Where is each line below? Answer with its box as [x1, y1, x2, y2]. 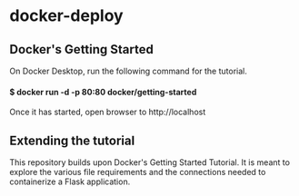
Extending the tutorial [9, 132, 135, 148]
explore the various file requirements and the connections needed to [9, 167, 266, 178]
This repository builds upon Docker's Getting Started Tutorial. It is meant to [9, 157, 291, 168]
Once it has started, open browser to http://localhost [9, 106, 206, 118]
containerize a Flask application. [9, 176, 131, 187]
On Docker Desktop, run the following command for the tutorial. [9, 65, 247, 76]
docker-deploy [9, 5, 125, 26]
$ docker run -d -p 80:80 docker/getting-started [9, 86, 197, 97]
